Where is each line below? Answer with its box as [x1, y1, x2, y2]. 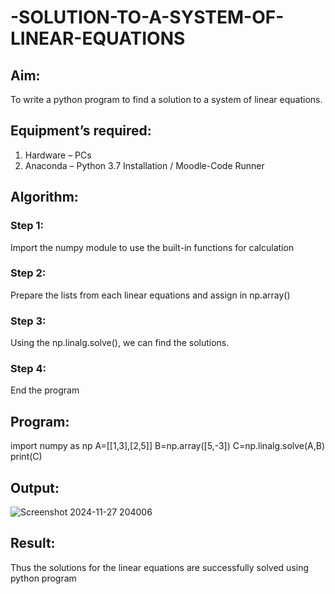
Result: [10, 535, 56, 552]
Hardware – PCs [24, 149, 92, 161]
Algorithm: [10, 189, 79, 206]
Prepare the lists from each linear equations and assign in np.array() [10, 289, 291, 301]
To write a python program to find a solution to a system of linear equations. [10, 94, 323, 105]
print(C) [10, 451, 43, 463]
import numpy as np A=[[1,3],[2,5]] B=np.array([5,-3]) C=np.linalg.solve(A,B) [10, 440, 326, 452]
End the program [10, 384, 80, 396]
